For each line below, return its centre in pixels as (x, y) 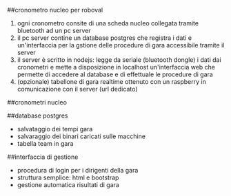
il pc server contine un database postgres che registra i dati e (104, 38)
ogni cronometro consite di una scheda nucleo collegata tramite (108, 23)
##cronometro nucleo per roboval (55, 10)
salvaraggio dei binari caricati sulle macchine (81, 136)
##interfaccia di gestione (43, 157)
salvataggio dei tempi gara (55, 129)
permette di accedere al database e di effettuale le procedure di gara (115, 74)
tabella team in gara (45, 143)
